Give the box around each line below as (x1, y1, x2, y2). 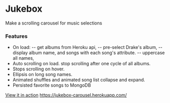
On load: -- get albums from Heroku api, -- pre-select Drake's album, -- (12, 44, 163, 50)
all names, (12, 55, 35, 61)
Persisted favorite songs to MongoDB (12, 82, 91, 88)
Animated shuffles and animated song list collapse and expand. (12, 77, 146, 83)
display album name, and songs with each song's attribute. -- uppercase (12, 49, 165, 56)
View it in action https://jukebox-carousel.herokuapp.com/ (5, 92, 127, 98)
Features (5, 33, 28, 40)
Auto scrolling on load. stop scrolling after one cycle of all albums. (12, 61, 151, 67)
